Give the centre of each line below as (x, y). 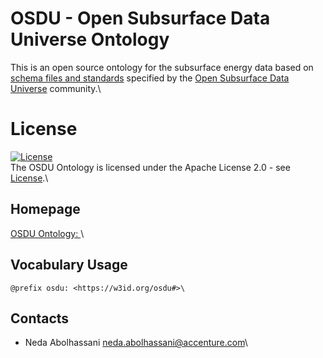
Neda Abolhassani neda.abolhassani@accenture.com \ (136, 343)
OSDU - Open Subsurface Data (140, 18)
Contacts (40, 318)
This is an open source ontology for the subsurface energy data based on (162, 67)
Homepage (45, 209)
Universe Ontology (90, 39)
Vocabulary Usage (69, 265)
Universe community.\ (56, 88)
